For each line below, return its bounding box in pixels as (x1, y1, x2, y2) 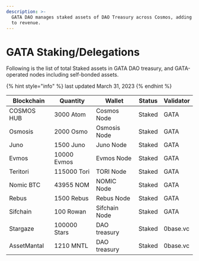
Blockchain (12, 97, 45, 105)
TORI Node (95, 167, 127, 176)
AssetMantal (9, 241, 44, 250)
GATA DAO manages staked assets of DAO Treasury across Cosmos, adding (11, 14, 192, 20)
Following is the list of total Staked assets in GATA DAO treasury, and (6, 65, 174, 72)
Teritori (9, 167, 30, 176)
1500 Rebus (54, 194, 89, 202)
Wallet (105, 97, 124, 105)
